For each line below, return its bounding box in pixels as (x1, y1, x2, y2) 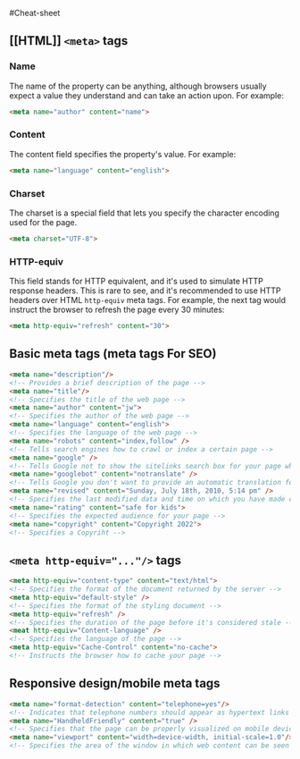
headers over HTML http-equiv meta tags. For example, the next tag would (9, 295, 287, 306)
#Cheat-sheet (9, 8, 61, 18)
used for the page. (9, 217, 78, 228)
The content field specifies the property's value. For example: (9, 148, 237, 159)
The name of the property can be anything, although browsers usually (9, 80, 267, 91)
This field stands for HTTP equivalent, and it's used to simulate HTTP (9, 276, 263, 287)
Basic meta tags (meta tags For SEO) (9, 346, 217, 361)
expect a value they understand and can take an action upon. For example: (9, 89, 284, 101)
